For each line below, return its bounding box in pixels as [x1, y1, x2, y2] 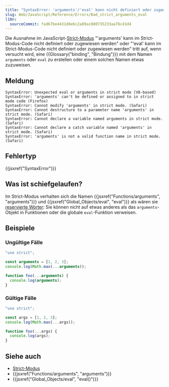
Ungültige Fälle [5, 239, 43, 246]
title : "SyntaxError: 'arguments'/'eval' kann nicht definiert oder [5, 7, 152, 13]
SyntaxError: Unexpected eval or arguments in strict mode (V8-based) [5, 90, 156, 95]
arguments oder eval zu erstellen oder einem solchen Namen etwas [5, 56, 144, 63]
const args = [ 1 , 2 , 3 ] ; [5, 315, 57, 320]
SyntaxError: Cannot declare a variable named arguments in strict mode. [5, 116, 163, 121]
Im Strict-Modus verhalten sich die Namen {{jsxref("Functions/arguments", [5, 193, 160, 199]
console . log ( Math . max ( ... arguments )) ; [5, 264, 87, 269]
